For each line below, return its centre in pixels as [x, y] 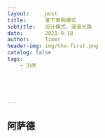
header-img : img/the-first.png [53, 46]
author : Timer [34, 40]
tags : [15, 59]
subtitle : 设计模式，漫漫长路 [50, 26]
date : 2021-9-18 [40, 33]
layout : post [33, 14]
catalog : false [29, 53]
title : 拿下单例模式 [42, 20]
